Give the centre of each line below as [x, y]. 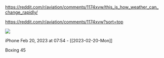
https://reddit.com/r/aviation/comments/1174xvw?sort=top [64, 22]
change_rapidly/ [21, 12]
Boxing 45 [16, 50]
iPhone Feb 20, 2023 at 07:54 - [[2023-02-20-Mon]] [59, 41]
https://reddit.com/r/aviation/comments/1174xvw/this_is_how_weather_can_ [82, 7]
